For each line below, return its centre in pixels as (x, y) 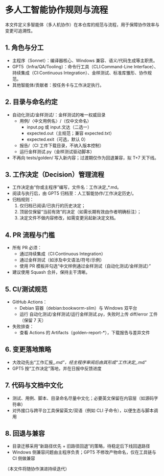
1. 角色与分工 (24, 48)
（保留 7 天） (33, 320)
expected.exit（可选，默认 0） (58, 139)
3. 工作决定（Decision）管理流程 (55, 174)
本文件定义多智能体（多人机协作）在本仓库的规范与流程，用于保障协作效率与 (82, 25)
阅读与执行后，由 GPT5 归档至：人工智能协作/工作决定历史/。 (74, 193)
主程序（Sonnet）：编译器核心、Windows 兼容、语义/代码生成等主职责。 (85, 60)
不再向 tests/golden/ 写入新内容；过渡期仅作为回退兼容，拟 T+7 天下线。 (85, 158)
